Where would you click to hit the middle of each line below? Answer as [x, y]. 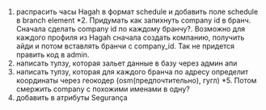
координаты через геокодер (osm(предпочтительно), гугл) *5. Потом [136, 80]
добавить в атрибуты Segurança [72, 97]
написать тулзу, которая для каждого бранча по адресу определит [132, 72]
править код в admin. [53, 55]
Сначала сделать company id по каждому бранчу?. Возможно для [131, 29]
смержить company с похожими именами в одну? [103, 89]
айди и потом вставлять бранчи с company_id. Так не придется [125, 46]
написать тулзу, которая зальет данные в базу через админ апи [127, 63]
